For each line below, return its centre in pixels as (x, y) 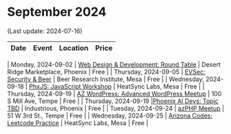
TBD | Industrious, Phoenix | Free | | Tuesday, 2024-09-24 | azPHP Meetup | (116, 108)
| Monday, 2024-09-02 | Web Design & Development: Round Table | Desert (114, 64)
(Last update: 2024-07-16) (45, 31)
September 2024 (57, 12)
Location (74, 47)
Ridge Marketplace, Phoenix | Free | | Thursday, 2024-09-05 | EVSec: (106, 71)
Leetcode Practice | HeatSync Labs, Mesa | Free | (78, 123)
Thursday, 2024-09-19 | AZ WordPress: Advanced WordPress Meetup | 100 (114, 93)
